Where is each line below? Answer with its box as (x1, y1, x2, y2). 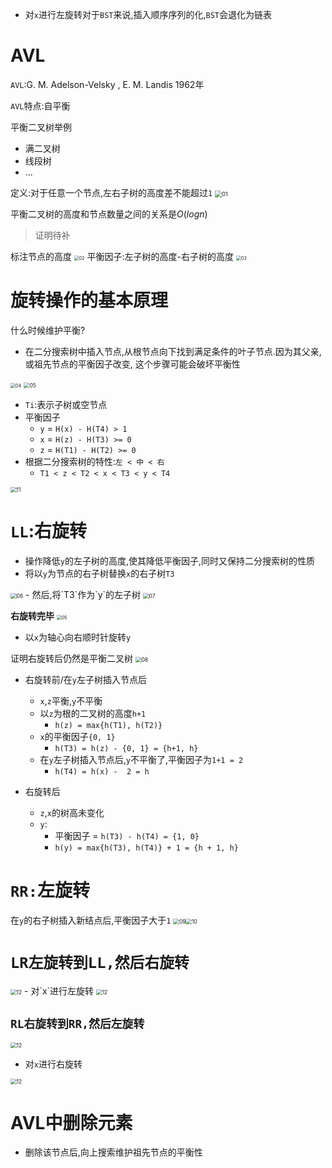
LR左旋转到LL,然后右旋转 (10, 953, 190, 972)
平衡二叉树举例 (10, 121, 72, 133)
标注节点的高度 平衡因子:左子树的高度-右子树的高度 (10, 250, 235, 262)
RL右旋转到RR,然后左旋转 (10, 1017, 145, 1032)
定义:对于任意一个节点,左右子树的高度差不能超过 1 (10, 186, 213, 198)
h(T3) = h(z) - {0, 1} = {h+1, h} (54, 743, 199, 753)
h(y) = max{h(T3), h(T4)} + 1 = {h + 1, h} (54, 843, 239, 853)
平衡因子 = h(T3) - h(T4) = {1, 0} (54, 829, 200, 842)
